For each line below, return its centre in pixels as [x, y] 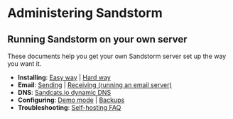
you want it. [25, 64]
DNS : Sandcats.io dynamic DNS [64, 92]
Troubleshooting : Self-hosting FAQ [69, 107]
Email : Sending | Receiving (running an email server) [94, 85]
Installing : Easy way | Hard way [64, 77]
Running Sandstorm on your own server [97, 39]
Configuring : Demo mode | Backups [71, 100]
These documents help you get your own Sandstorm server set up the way [117, 56]
